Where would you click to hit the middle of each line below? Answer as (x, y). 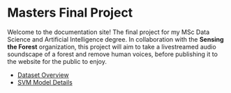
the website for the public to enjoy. (57, 61)
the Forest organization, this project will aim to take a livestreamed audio (112, 46)
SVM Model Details (45, 82)
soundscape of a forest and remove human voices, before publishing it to (113, 54)
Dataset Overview (43, 75)
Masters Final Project (70, 13)
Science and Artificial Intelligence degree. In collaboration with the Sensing (116, 39)
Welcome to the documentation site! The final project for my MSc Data (109, 32)
